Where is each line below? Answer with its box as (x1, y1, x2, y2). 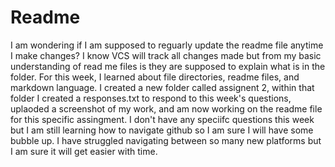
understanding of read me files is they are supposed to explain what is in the (10, 60, 326, 72)
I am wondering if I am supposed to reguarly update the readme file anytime (10, 39, 324, 51)
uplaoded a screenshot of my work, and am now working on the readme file (10, 102, 323, 115)
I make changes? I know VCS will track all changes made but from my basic (10, 49, 322, 61)
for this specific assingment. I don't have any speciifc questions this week (10, 113, 315, 125)
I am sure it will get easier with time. (10, 145, 158, 157)
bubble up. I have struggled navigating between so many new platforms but (10, 134, 322, 146)
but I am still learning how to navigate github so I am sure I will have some (10, 124, 314, 136)
